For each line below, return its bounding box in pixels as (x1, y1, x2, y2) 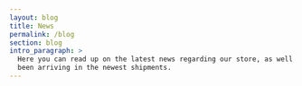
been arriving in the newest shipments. (17, 64, 172, 73)
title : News (9, 21, 54, 30)
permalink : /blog (9, 30, 75, 39)
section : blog (9, 38, 63, 47)
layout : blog (9, 13, 59, 22)
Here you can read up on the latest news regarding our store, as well (17, 55, 294, 64)
